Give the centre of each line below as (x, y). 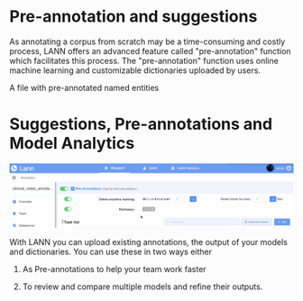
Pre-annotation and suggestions (133, 17)
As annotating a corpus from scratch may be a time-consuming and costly (147, 41)
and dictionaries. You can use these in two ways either (111, 252)
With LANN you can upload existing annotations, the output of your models (149, 242)
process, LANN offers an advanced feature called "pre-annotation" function (150, 50)
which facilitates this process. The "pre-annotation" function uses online (144, 60)
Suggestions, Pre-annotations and (141, 124)
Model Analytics (72, 144)
